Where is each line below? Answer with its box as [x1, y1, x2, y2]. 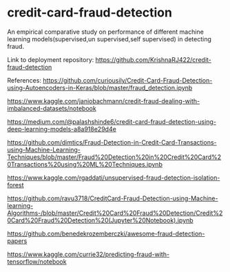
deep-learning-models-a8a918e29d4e [7, 125, 117, 133]
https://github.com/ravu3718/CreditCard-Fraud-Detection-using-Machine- [7, 194, 218, 202]
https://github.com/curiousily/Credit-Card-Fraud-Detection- [42, 76, 213, 84]
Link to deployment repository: [7, 55, 94, 63]
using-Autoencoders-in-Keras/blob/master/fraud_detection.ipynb [7, 83, 193, 92]
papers [7, 236, 28, 245]
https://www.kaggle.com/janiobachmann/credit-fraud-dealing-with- [7, 96, 200, 105]
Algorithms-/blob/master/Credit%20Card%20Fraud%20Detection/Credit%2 [7, 209, 223, 217]
